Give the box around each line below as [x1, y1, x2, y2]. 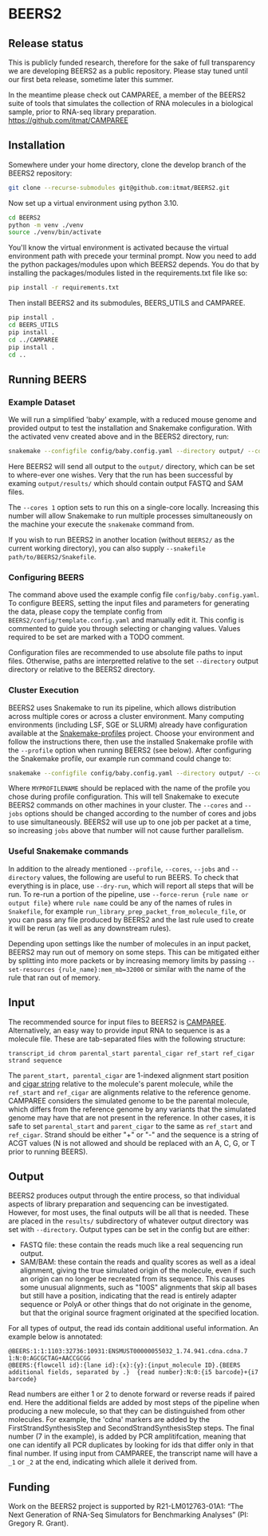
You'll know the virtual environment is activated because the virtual [8, 243, 229, 252]
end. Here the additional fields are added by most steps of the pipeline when [8, 1398, 260, 1408]
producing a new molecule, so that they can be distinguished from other [8, 1406, 246, 1416]
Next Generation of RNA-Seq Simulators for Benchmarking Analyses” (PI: [8, 1510, 249, 1520]
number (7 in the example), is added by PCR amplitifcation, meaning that [8, 1431, 246, 1441]
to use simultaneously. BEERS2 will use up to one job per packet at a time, [8, 817, 251, 827]
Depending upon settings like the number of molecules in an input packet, [8, 938, 251, 948]
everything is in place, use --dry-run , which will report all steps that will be [8, 881, 254, 890]
